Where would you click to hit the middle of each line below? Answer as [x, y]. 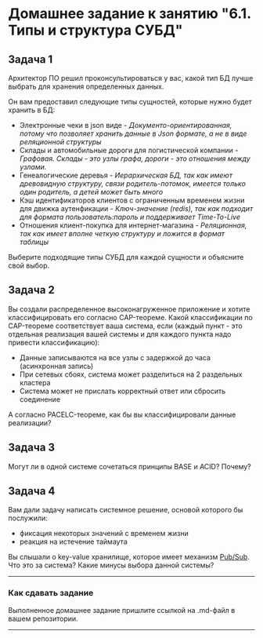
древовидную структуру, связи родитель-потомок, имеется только [133, 184]
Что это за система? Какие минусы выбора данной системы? [111, 565]
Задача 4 [32, 491]
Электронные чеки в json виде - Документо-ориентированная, [126, 125]
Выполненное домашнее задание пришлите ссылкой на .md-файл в [122, 610]
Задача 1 [31, 59]
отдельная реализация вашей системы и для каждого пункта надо [120, 334]
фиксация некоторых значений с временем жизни [104, 534]
